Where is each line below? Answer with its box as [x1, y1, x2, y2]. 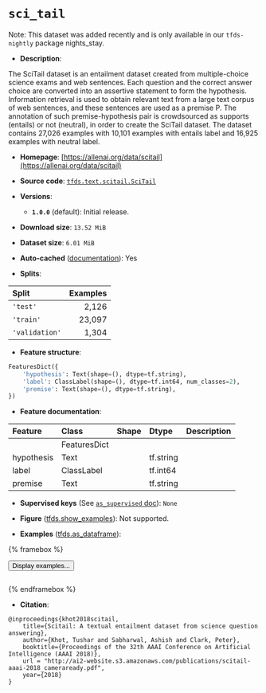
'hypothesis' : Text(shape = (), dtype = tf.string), [22, 370, 187, 378]
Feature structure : [19, 347, 82, 357]
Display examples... [12, 562, 70, 570]
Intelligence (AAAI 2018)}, [8, 650, 102, 659]
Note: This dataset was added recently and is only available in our [8, 29, 225, 39]
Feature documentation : [19, 407, 102, 417]
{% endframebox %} [8, 585, 76, 594]
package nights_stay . [35, 38, 105, 48]
